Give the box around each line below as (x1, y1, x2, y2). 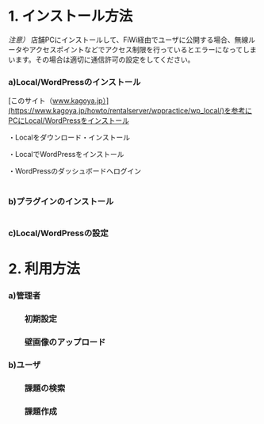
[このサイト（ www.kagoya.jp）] (8, 96, 109, 105)
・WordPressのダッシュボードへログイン (8, 166, 142, 176)
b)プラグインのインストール (8, 196, 114, 207)
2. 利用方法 (8, 259, 81, 277)
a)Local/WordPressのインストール (8, 76, 141, 87)
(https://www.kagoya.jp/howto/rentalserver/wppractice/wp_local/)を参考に (8, 106, 252, 116)
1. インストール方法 (8, 7, 133, 25)
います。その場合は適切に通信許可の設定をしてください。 (8, 55, 195, 64)
